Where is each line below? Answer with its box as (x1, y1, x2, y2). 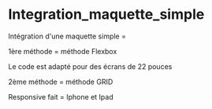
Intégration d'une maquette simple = (8, 31, 126, 41)
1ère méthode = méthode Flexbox (8, 46, 117, 56)
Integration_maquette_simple (8, 5, 205, 24)
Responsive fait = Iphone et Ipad (8, 92, 113, 101)
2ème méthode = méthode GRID (8, 77, 113, 86)
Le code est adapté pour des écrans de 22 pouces (8, 61, 173, 71)
